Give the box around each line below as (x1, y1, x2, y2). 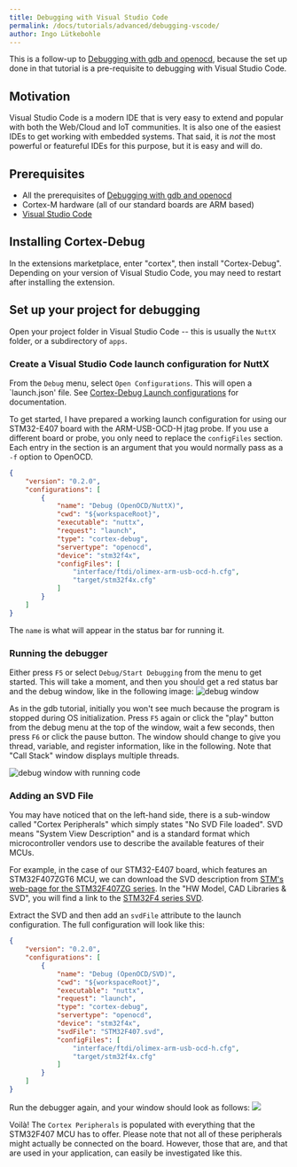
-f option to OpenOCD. (9, 451, 93, 462)
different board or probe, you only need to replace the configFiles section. (9, 432, 284, 443)
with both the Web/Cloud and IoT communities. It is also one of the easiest (9, 121, 281, 133)
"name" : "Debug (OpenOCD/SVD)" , (56, 969, 176, 978)
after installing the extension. (9, 277, 115, 287)
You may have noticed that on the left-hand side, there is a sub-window (9, 810, 270, 820)
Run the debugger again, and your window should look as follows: (9, 1101, 251, 1113)
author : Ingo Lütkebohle (9, 29, 101, 38)
